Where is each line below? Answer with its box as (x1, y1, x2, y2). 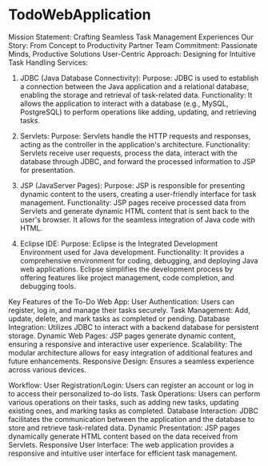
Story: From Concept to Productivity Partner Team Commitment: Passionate (8, 40, 258, 50)
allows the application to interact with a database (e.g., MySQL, (19, 98, 229, 108)
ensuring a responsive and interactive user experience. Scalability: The (8, 339, 242, 349)
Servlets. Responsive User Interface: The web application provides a (8, 440, 234, 449)
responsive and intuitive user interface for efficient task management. (8, 448, 238, 458)
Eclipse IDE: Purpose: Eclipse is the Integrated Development (19, 239, 218, 248)
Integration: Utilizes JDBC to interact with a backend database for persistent (8, 322, 259, 331)
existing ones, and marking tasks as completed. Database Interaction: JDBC (8, 406, 258, 416)
